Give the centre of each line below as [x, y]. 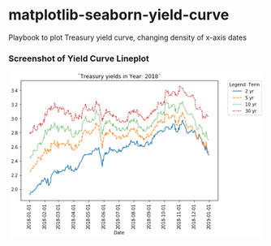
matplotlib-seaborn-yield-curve [119, 15]
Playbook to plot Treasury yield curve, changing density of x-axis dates [128, 37]
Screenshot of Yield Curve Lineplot [79, 58]
